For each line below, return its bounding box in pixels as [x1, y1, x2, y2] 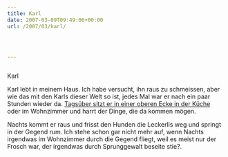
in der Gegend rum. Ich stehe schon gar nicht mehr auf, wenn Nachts [7, 128, 204, 136]
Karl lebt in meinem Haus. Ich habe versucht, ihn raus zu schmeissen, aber [7, 85, 220, 94]
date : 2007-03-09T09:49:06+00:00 [7, 17, 104, 23]
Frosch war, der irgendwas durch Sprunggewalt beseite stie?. [7, 143, 182, 151]
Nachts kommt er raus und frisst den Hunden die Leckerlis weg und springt [7, 121, 221, 129]
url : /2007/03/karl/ [7, 23, 67, 30]
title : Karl [7, 10, 41, 17]
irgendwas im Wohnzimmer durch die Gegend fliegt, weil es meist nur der [7, 135, 216, 143]
